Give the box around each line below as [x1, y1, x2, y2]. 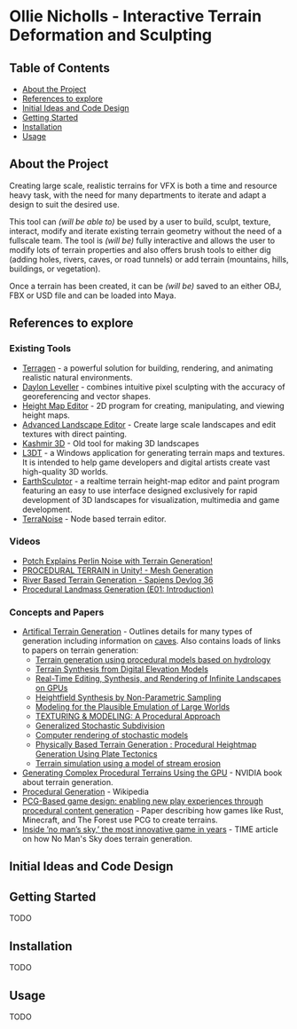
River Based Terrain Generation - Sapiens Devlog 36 [21, 574, 214, 585]
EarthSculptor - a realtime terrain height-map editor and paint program [21, 475, 280, 486]
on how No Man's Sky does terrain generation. [21, 834, 193, 844]
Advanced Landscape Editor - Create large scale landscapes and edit [21, 419, 277, 429]
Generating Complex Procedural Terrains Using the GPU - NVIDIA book [21, 767, 283, 778]
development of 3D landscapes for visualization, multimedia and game [21, 494, 280, 505]
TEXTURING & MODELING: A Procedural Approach [35, 711, 221, 722]
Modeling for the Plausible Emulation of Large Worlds [35, 702, 231, 712]
